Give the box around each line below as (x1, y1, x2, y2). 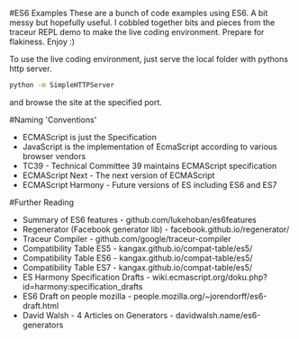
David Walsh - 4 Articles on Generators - (22, 309, 174, 320)
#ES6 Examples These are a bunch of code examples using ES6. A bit (9, 8, 268, 18)
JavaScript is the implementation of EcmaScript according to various (22, 141, 277, 152)
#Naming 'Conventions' (9, 114, 97, 125)
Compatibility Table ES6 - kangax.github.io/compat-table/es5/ (22, 252, 253, 263)
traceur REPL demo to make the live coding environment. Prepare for (9, 27, 265, 37)
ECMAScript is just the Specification (22, 131, 158, 142)
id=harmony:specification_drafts (22, 281, 143, 291)
